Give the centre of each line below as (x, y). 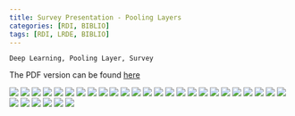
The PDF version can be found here (75, 75)
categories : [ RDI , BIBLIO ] (59, 26)
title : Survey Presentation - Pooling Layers (95, 17)
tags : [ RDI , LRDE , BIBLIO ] (59, 34)
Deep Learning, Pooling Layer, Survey (81, 59)
